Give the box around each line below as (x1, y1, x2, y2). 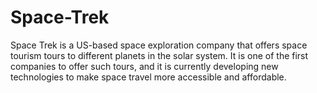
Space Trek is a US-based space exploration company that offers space (10, 39, 308, 51)
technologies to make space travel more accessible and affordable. (10, 71, 287, 83)
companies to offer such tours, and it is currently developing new (10, 60, 279, 72)
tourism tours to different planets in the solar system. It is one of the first (10, 49, 309, 61)
